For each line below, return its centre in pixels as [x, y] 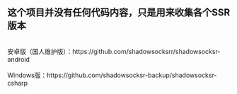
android [19, 59]
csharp [18, 83]
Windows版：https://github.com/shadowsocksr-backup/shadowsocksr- [112, 75]
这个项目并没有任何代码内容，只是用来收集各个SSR [119, 13]
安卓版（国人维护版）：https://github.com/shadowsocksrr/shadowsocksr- [114, 51]
